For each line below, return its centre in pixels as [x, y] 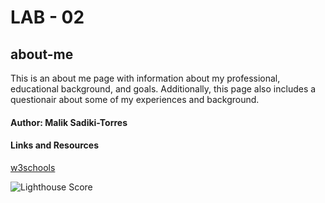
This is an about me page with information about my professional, [145, 78]
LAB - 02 [47, 17]
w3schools [33, 167]
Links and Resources [54, 145]
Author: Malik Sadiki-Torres [69, 122]
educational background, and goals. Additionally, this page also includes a [163, 89]
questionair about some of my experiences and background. [135, 99]
